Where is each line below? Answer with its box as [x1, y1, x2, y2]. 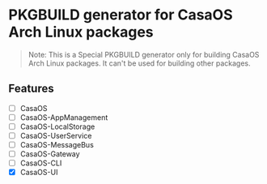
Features [8, 82, 54, 96]
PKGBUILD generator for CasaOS [8, 6, 233, 24]
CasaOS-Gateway [19, 149, 80, 159]
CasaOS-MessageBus [19, 140, 95, 149]
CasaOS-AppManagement [19, 112, 108, 122]
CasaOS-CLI [19, 158, 62, 168]
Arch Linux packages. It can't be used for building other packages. [28, 58, 251, 68]
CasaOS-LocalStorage [19, 122, 95, 131]
